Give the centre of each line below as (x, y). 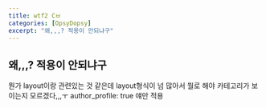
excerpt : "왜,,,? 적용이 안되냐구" (61, 30)
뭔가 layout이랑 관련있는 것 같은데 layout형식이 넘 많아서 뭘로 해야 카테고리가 (129, 86)
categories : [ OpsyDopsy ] (50, 23)
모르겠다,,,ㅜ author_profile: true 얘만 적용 (96, 96)
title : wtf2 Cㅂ (35, 16)
